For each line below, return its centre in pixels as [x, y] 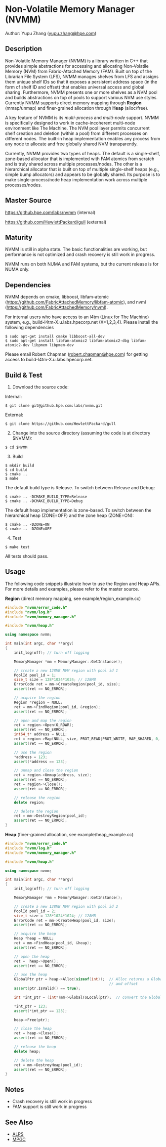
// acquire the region [37, 698]
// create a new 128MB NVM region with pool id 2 [66, 906]
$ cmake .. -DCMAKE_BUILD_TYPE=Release [46, 497]
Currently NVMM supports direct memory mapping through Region [73, 103]
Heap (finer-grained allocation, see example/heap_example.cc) [69, 835]
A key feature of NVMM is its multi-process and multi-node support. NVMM [82, 118]
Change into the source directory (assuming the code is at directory [81, 433]
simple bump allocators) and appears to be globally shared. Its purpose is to [83, 174]
